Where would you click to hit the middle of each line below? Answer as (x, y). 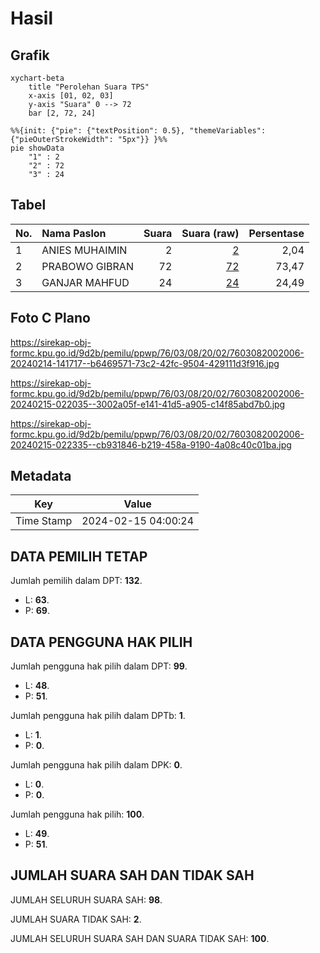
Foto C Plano (50, 318)
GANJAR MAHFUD (85, 282)
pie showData (37, 148)
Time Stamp (44, 521)
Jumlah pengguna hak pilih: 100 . (77, 814)
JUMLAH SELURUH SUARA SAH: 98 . (86, 899)
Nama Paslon (74, 233)
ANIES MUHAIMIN (84, 250)
